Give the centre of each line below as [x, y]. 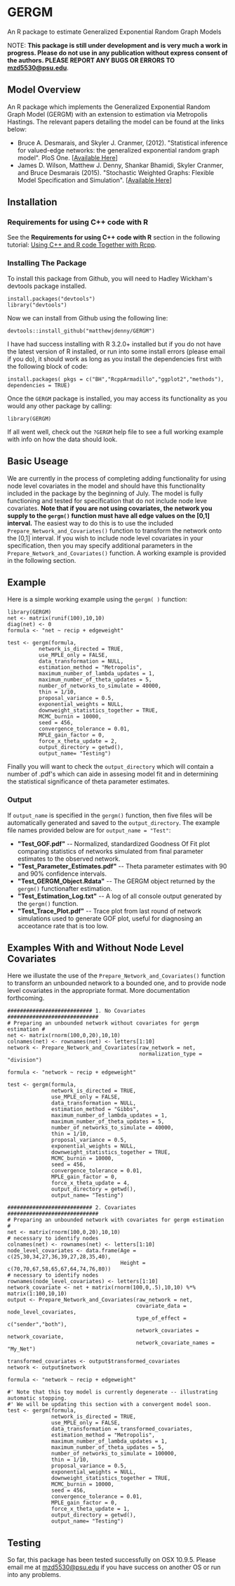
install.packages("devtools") [52, 299]
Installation [32, 202]
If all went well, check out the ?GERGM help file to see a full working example [115, 431]
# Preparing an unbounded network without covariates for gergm [103, 1023]
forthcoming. [26, 998]
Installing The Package [47, 263]
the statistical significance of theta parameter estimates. [89, 781]
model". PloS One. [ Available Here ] [67, 157]
